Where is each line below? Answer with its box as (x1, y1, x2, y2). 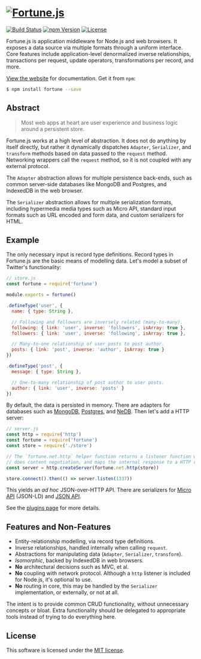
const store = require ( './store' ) (6, 443, 93, 449)
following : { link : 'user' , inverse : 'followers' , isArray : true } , (11, 324, 186, 330)
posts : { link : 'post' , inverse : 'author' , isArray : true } (11, 347, 165, 353)
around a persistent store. (20, 125, 85, 132)
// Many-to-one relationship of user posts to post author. (11, 341, 165, 347)
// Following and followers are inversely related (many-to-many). (11, 319, 184, 325)
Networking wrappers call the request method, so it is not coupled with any (6, 156, 192, 163)
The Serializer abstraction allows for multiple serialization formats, (6, 198, 173, 205)
